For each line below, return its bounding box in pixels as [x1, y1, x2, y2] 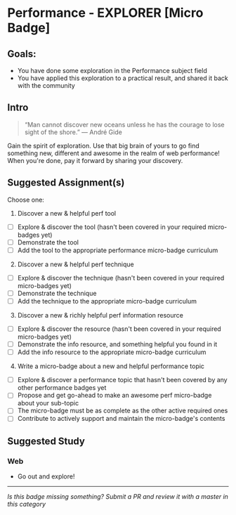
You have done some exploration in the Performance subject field [17, 67, 207, 74]
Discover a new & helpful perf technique [17, 260, 135, 268]
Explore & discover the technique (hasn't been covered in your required [17, 273, 225, 282]
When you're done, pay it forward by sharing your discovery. [7, 156, 183, 164]
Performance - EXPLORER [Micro [7, 5, 204, 21]
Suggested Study [7, 435, 86, 447]
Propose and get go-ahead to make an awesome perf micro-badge [17, 391, 212, 400]
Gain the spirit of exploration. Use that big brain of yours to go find [7, 141, 200, 150]
